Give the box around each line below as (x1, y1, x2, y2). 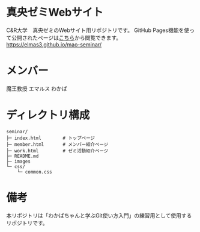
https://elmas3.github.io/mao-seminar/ (6, 40, 102, 48)
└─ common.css (17, 169, 52, 175)
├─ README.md (6, 153, 39, 159)
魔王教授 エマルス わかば (6, 85, 67, 92)
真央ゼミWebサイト (6, 5, 103, 19)
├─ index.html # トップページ (6, 135, 95, 141)
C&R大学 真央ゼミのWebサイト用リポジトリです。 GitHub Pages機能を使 (6, 27, 190, 34)
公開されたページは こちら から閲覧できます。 (11, 34, 122, 41)
